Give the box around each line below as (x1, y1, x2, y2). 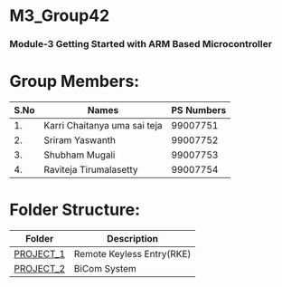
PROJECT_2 (14, 262, 66, 274)
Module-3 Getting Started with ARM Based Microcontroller (9, 38, 273, 51)
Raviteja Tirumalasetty (43, 164, 138, 177)
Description (107, 232, 159, 244)
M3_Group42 (9, 5, 110, 26)
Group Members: (9, 72, 140, 91)
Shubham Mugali (43, 148, 116, 161)
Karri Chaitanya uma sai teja (43, 120, 163, 132)
